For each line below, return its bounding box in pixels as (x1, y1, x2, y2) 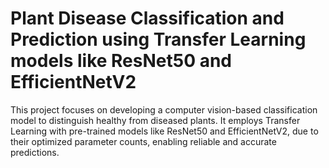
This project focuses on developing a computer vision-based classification (10, 103, 318, 116)
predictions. (10, 146, 60, 158)
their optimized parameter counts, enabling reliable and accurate (10, 135, 277, 147)
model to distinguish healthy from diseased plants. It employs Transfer (10, 114, 301, 126)
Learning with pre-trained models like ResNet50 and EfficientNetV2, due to (10, 125, 319, 137)
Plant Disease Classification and (10, 7, 285, 30)
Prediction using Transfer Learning (10, 28, 307, 51)
